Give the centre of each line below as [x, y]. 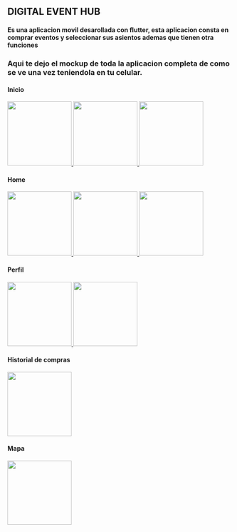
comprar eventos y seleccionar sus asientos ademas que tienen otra [111, 37]
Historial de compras [39, 360]
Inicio [16, 89]
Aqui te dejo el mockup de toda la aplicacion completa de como [118, 63]
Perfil [16, 270]
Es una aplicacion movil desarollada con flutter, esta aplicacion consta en [118, 30]
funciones [23, 45]
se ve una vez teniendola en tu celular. [75, 72]
